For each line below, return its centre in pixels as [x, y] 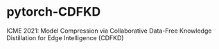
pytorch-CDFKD [54, 12]
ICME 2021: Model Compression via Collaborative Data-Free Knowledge [109, 31]
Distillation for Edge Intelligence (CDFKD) [65, 37]
